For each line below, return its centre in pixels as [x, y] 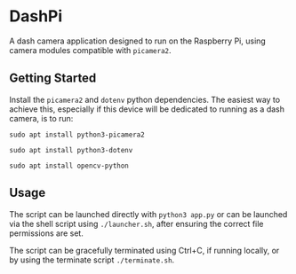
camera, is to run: [41, 118]
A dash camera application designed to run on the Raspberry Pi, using [138, 41]
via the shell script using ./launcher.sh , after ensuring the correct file [136, 223]
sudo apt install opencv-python [69, 166]
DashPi [36, 16]
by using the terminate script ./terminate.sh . [92, 260]
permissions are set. [47, 233]
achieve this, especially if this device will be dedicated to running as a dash [147, 109]
